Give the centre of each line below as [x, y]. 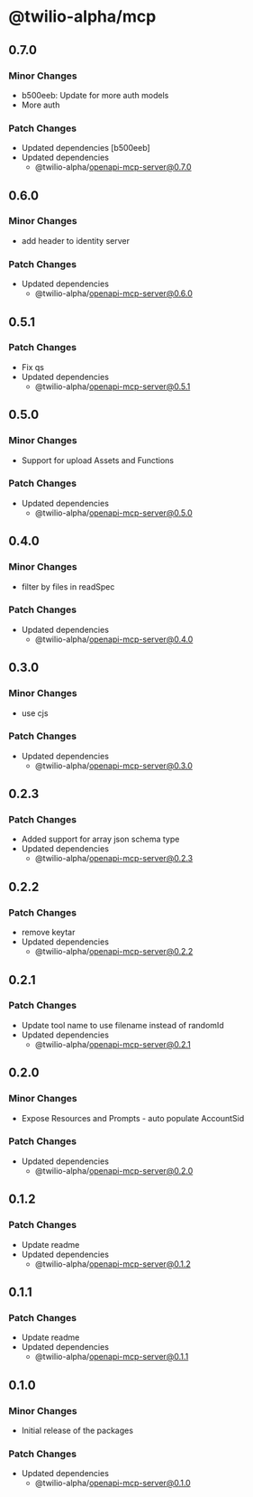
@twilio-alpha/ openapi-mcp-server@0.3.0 [113, 766]
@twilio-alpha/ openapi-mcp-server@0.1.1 [112, 1357]
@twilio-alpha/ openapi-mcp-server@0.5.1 [113, 386]
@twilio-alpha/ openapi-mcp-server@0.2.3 [114, 859]
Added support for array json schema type [100, 839]
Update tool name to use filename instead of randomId [122, 1025]
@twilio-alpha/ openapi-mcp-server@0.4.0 [114, 639]
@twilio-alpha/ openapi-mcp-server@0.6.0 [113, 293]
